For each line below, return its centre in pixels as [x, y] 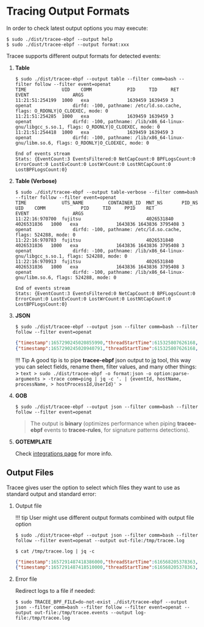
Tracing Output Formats [68, 11]
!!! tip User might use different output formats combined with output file [104, 517]
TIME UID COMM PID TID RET [97, 90]
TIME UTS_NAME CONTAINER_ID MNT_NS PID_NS [107, 202]
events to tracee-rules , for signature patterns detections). [117, 430]
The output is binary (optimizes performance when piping [103, 423]
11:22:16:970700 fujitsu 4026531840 [94, 219]
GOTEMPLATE [33, 442]
